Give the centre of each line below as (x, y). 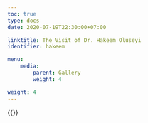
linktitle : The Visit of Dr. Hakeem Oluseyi (74, 40)
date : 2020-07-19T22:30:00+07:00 (57, 27)
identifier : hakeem (36, 47)
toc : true (22, 14)
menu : (15, 60)
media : (30, 66)
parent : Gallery (57, 73)
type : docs (23, 21)
